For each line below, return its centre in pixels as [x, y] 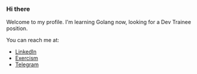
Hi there [18, 9]
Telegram [27, 64]
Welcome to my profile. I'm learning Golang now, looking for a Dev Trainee [99, 22]
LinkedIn [26, 52]
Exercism [26, 58]
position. [17, 28]
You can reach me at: [33, 40]
